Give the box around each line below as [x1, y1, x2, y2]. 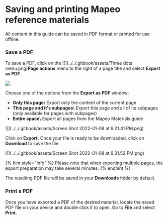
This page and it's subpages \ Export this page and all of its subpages [12, 105, 158, 111]
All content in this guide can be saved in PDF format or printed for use [5, 31, 150, 37]
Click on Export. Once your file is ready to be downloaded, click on [5, 135, 144, 141]
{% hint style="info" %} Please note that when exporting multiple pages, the [5, 160, 163, 166]
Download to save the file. [5, 141, 60, 147]
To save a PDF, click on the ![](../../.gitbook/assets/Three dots [5, 60, 132, 66]
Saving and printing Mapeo [5, 4, 121, 15]
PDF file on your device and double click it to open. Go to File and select [5, 204, 155, 210]
